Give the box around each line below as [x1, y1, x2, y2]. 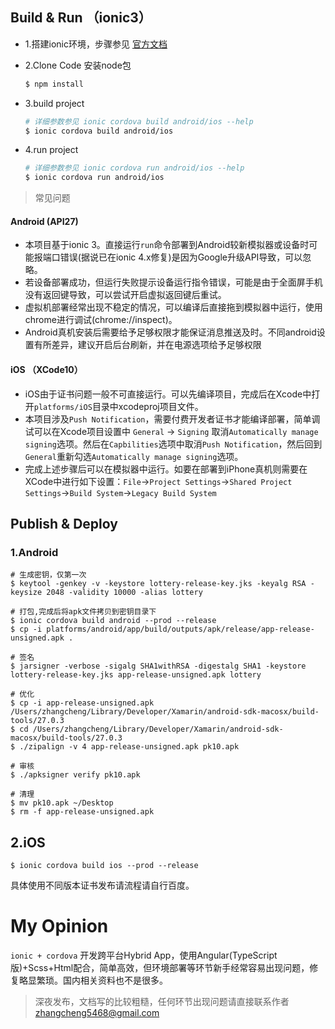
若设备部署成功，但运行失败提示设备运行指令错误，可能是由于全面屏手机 [24, 276, 323, 288]
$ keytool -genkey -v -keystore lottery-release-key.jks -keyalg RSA [10, 579, 307, 589]
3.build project [24, 97, 85, 109]
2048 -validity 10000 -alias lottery [46, 588, 203, 598]
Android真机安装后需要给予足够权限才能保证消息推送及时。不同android [24, 326, 317, 338]
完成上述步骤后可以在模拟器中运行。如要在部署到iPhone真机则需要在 [24, 463, 308, 475]
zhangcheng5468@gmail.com [34, 1007, 160, 1019]
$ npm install [24, 79, 84, 89]
